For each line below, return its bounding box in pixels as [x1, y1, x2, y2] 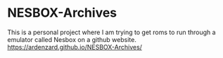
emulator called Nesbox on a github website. [7, 35, 137, 43]
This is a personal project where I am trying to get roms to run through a [7, 28, 216, 36]
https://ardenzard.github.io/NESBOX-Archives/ [7, 43, 143, 51]
